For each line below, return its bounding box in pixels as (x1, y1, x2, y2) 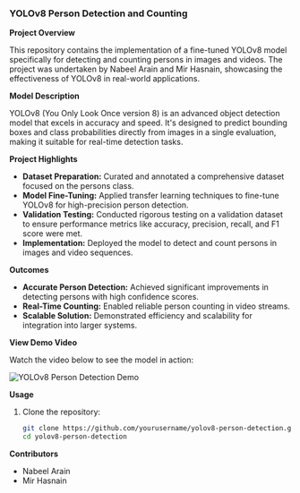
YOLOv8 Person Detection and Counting (9, 7, 188, 20)
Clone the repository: (21, 406, 101, 418)
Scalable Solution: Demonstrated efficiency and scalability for (21, 310, 253, 321)
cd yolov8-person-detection (21, 432, 127, 441)
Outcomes (9, 265, 49, 276)
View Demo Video (9, 337, 78, 348)
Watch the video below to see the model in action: (9, 354, 194, 365)
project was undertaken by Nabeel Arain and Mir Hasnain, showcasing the (9, 64, 283, 74)
